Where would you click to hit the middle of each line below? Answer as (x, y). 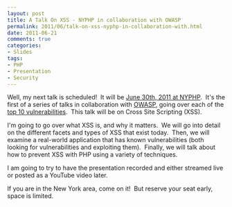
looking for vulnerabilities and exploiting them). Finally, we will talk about (111, 147)
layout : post (26, 13)
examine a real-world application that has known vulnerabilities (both (106, 140)
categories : (24, 46)
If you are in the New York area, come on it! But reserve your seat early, (110, 189)
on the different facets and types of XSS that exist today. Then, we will (108, 132)
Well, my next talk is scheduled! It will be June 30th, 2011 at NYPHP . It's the (116, 97)
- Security (23, 78)
